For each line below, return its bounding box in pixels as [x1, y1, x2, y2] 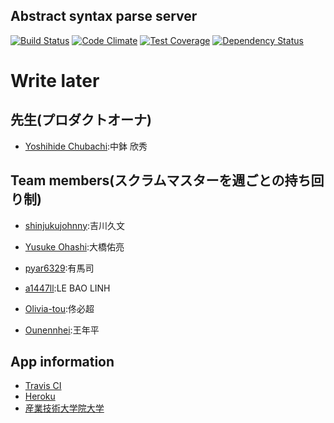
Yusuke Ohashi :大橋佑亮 [24, 240, 125, 253]
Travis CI [24, 380, 62, 392]
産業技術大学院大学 [24, 402, 105, 414]
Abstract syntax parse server [10, 8, 198, 25]
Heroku [24, 390, 56, 403]
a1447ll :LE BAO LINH [24, 282, 111, 294]
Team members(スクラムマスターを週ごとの [10, 172, 285, 189]
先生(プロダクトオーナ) [10, 112, 152, 129]
